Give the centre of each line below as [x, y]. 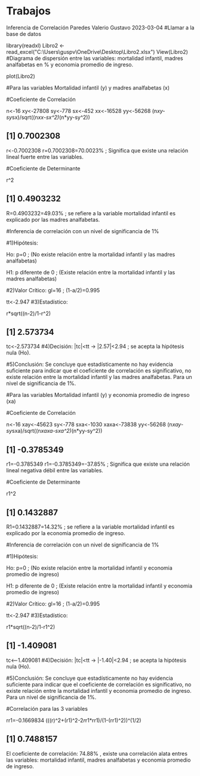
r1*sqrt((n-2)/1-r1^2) [31, 627]
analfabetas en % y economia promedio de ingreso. [70, 65]
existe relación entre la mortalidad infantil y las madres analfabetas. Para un [99, 377]
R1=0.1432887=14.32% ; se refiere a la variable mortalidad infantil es [90, 527]
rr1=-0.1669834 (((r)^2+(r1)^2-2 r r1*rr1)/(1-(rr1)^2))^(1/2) [74, 720]
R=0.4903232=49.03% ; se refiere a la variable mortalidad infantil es [91, 213]
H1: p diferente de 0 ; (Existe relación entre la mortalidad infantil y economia [99, 586]
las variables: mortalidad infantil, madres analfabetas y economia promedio [99, 760]
